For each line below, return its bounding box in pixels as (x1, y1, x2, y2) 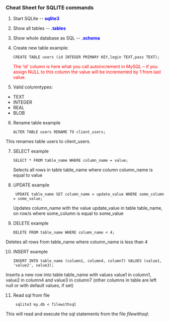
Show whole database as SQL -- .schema (13, 35, 100, 41)
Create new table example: (13, 45, 69, 51)
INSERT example (13, 249, 48, 255)
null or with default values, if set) (6, 283, 74, 289)
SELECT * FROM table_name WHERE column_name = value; (13, 158, 128, 163)
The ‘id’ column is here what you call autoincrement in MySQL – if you (13, 64, 158, 70)
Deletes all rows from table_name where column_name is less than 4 (6, 239, 148, 245)
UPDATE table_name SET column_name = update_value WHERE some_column (15, 192, 164, 197)
